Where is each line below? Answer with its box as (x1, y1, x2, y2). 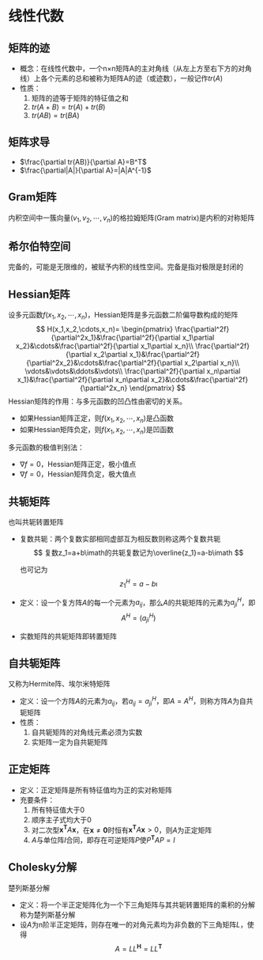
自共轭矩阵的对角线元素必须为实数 (31, 727, 143, 737)
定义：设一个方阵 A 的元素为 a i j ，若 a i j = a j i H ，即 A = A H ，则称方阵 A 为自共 (19, 695, 254, 708)
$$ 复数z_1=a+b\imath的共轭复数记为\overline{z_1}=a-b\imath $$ (33, 548, 244, 558)
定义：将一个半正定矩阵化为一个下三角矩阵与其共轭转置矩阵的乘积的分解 (19, 900, 255, 909)
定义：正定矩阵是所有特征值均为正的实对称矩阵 (19, 785, 172, 795)
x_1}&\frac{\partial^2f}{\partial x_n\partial (17, 374, 150, 384)
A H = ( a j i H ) (121, 612, 156, 624)
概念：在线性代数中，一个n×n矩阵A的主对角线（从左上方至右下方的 (19, 64, 239, 73)
